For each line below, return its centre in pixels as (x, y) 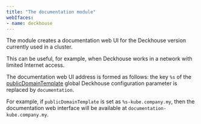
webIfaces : (20, 18)
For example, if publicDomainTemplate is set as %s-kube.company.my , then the (100, 102)
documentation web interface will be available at (67, 108)
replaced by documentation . (40, 90)
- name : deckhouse (29, 23)
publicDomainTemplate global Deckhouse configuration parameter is (92, 83)
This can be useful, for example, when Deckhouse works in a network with (99, 59)
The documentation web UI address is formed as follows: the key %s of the (99, 77)
